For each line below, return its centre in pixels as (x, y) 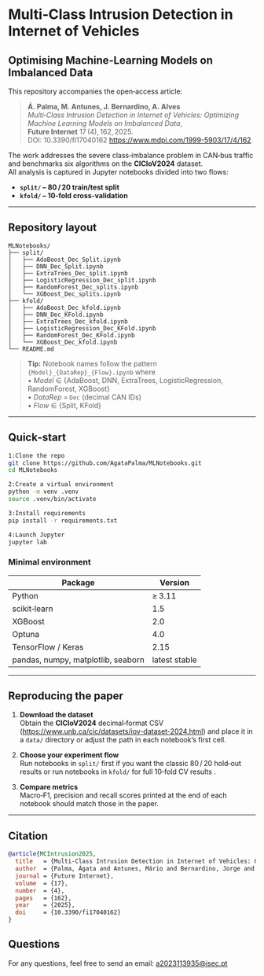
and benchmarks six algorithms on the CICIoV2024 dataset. (106, 164)
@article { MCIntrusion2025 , (52, 854)
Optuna (26, 634)
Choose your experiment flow (69, 755)
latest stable (175, 660)
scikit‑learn (33, 609)
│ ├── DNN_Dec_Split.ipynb (56, 266)
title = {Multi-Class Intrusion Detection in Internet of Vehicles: (133, 862)
